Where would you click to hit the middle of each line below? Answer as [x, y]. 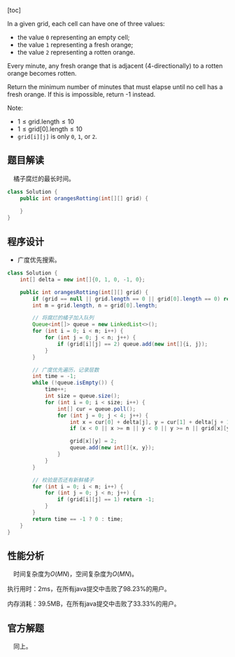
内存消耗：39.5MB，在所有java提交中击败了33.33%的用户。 [94, 604]
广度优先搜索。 [39, 260]
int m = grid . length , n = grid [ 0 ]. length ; [95, 305]
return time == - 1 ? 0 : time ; [78, 519]
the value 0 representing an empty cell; [73, 37]
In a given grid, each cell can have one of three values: [86, 24]
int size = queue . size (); [82, 396]
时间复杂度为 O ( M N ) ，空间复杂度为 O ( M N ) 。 [76, 574]
